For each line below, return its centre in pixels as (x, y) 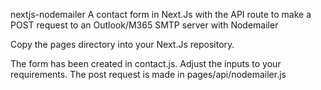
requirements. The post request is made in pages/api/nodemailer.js (148, 74)
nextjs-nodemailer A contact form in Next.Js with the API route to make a (161, 14)
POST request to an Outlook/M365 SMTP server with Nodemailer (144, 25)
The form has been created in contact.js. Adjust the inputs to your (146, 63)
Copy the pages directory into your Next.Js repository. (122, 44)
